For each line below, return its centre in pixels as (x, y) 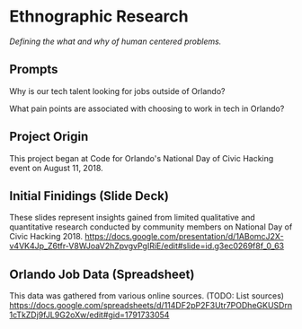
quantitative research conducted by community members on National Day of (151, 227)
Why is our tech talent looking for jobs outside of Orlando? (117, 91)
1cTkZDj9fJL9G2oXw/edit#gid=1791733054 (89, 315)
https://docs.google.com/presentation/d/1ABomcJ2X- (185, 237)
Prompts (34, 69)
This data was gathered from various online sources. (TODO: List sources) (147, 296)
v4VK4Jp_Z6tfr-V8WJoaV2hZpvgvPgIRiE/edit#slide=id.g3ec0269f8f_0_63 (147, 246)
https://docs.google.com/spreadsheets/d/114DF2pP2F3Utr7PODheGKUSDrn (151, 306)
